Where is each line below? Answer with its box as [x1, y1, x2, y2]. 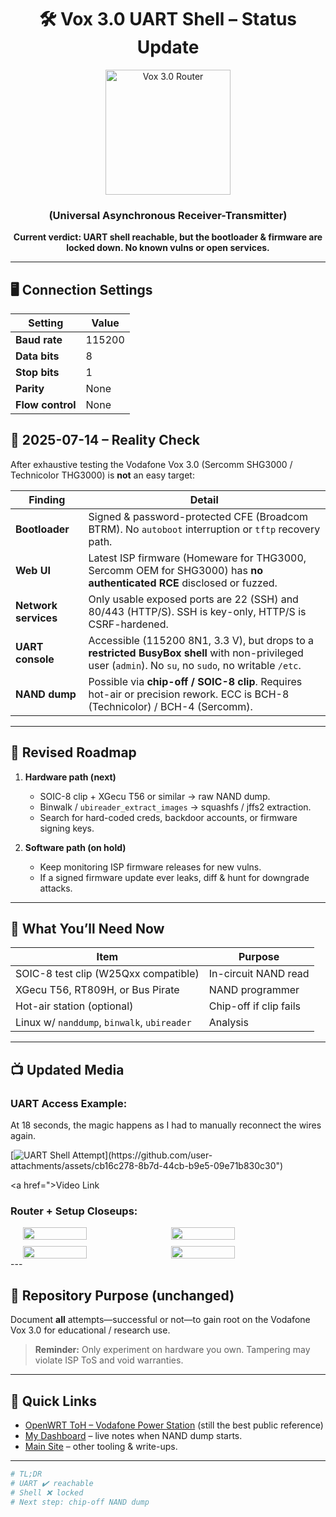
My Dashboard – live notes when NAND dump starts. [24, 1430, 243, 1442]
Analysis [208, 1016, 249, 1030]
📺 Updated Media [10, 1061, 125, 1078]
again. [10, 1130, 37, 1142]
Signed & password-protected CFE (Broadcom [88, 509, 309, 523]
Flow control [15, 398, 77, 412]
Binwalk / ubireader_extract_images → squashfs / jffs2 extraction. [39, 801, 312, 813]
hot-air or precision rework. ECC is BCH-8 [88, 687, 290, 701]
